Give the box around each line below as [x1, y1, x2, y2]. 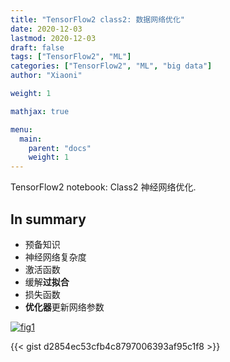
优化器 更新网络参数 [24, 301, 105, 313]
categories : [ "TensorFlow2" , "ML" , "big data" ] [10, 61, 213, 71]
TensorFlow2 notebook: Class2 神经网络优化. [10, 181, 197, 193]
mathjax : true [10, 106, 70, 116]
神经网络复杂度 [24, 251, 87, 263]
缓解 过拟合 [24, 276, 70, 288]
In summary [10, 211, 87, 228]
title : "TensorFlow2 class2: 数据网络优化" [10, 14, 185, 25]
